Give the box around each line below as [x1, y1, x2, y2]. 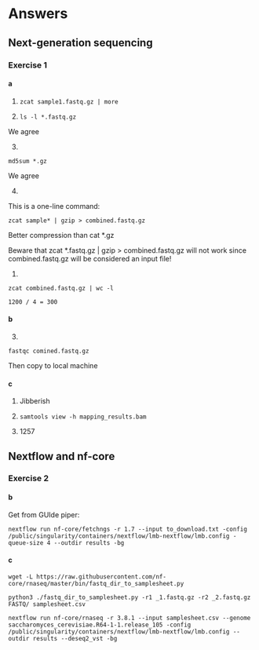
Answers [8, 5, 68, 23]
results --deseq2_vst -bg [32, 634, 118, 642]
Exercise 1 [8, 60, 48, 71]
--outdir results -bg [53, 539, 125, 546]
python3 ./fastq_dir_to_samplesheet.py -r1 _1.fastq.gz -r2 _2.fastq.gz [8, 593, 251, 601]
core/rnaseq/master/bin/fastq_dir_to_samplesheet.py [8, 579, 184, 587]
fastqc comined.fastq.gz [8, 347, 89, 355]
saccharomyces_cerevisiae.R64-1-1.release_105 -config [8, 621, 192, 629]
